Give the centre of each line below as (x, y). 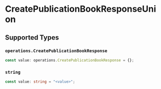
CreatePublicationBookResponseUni (80, 9)
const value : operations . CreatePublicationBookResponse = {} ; (70, 60)
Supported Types (32, 37)
